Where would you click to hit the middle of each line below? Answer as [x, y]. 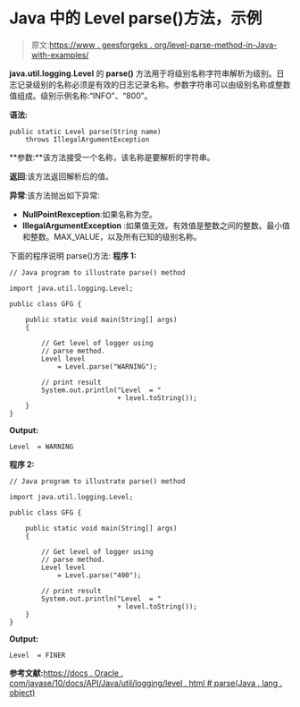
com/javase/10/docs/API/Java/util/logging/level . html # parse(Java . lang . [146, 683]
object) [22, 692]
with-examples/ [60, 55]
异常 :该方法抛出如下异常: [55, 195]
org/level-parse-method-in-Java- [216, 45]
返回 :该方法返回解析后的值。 [62, 176]
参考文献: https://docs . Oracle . [66, 673]
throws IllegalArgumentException [87, 140]
